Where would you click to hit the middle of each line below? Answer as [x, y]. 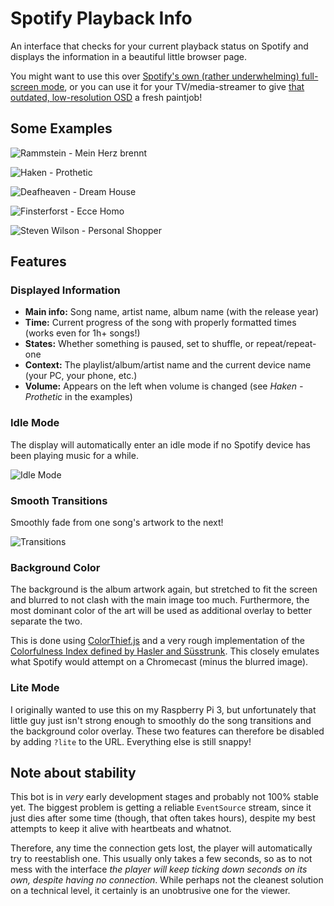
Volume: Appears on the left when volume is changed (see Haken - [164, 386]
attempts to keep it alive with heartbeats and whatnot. [121, 829]
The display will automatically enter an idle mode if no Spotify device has [160, 444]
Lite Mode [35, 688]
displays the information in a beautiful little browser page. [129, 56]
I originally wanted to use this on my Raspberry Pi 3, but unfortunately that [163, 709]
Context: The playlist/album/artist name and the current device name [168, 365]
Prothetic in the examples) [78, 397]
